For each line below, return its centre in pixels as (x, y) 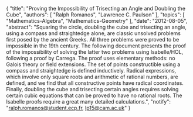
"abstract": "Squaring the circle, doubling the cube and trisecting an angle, (96, 27)
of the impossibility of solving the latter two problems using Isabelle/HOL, (95, 52)
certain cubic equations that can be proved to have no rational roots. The (94, 95)
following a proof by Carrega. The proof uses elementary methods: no (91, 58)
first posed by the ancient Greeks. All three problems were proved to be (93, 39)
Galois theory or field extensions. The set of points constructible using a (93, 64)
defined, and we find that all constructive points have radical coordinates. (95, 83)
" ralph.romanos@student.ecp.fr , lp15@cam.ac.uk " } (68, 108)
